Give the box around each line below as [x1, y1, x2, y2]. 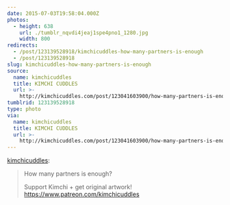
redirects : [7, 42, 38, 49]
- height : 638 [13, 23, 53, 29]
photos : [7, 16, 29, 23]
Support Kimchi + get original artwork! [23, 183, 132, 191]
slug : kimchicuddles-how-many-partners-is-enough [7, 61, 152, 68]
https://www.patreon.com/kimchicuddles [23, 190, 140, 199]
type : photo [7, 106, 41, 112]
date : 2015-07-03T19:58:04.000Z [7, 10, 99, 17]
